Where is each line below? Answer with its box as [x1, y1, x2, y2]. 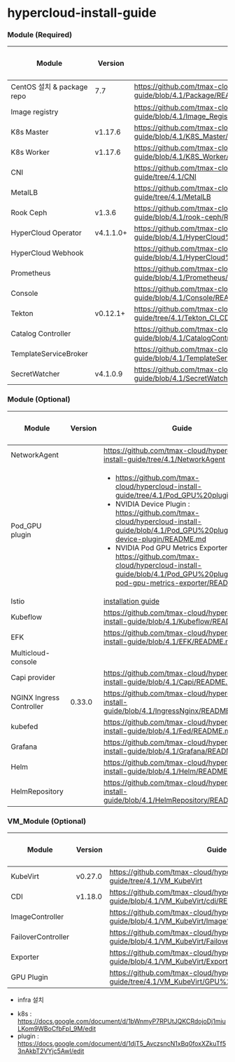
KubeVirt [10, 871, 40, 881]
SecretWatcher [10, 369, 60, 379]
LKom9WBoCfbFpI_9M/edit [17, 1025, 97, 1033]
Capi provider [10, 672, 56, 682]
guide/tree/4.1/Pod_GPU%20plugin [115, 490, 233, 500]
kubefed [10, 721, 38, 731]
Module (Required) [7, 30, 72, 40]
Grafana [10, 742, 38, 751]
